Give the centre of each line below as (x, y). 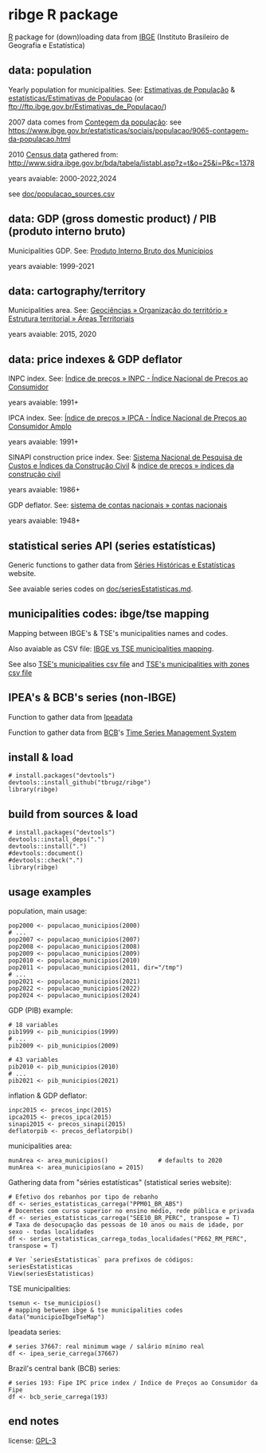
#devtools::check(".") (46, 861)
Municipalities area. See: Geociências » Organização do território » (118, 310)
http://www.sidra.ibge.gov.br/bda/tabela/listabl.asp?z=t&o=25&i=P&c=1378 (131, 163)
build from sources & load (73, 814)
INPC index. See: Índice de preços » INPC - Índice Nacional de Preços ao (128, 379)
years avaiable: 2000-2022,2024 (63, 178)
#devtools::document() (46, 854)
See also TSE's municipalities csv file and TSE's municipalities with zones (129, 664)
